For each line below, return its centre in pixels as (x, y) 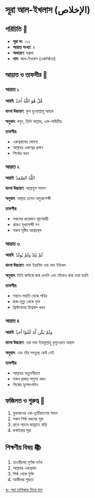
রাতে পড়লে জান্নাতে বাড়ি (30, 425)
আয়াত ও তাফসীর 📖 (26, 75)
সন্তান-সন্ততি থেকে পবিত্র (30, 296)
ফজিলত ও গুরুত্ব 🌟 (25, 401)
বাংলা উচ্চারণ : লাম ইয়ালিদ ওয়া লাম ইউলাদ (36, 265)
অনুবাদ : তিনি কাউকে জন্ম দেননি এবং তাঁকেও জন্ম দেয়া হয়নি (47, 276)
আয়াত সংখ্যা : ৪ (24, 47)
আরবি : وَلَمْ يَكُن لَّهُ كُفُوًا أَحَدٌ (29, 332)
